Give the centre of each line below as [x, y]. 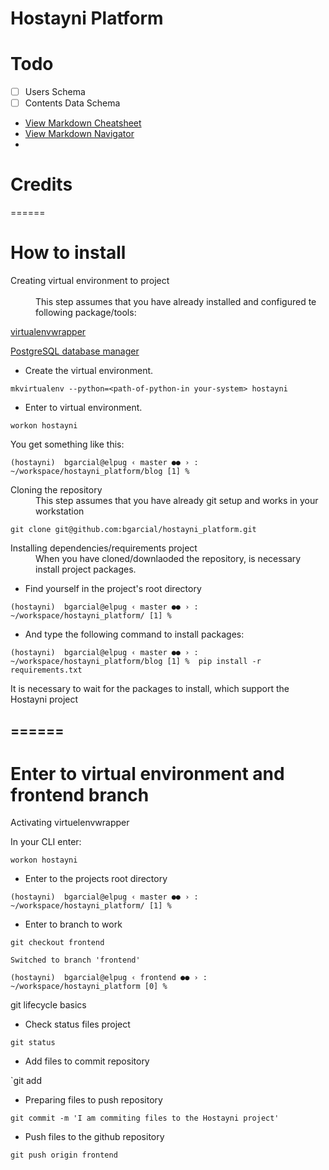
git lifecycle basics [48, 1005]
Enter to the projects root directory [96, 879]
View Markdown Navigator [79, 134]
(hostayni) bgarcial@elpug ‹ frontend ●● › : [109, 978]
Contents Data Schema [72, 103]
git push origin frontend [64, 1155]
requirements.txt [46, 670]
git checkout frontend [57, 943]
